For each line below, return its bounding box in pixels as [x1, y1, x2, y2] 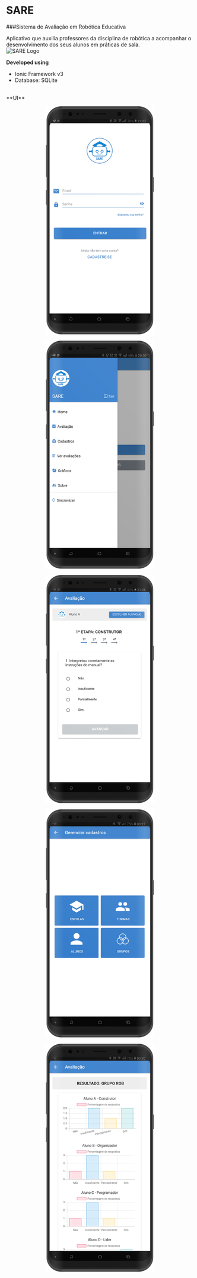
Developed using [6, 59, 49, 66]
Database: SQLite [14, 77, 58, 84]
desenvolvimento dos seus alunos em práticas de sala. [6, 41, 141, 48]
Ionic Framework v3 [14, 70, 63, 77]
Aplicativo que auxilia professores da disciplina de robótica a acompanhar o [6, 34, 192, 42]
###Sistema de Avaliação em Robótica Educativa [6, 23, 126, 30]
